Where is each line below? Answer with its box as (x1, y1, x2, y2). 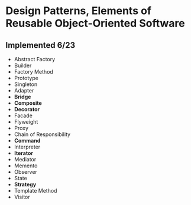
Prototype (14, 75, 39, 81)
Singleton (14, 81, 38, 88)
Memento (14, 162, 38, 169)
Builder (14, 62, 32, 69)
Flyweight (14, 118, 38, 125)
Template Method (14, 187, 57, 194)
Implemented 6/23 (5, 40, 76, 50)
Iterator (14, 150, 34, 157)
